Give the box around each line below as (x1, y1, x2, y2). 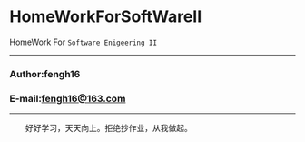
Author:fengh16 (9, 67, 81, 80)
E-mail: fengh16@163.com (9, 92, 126, 105)
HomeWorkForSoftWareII (9, 6, 202, 27)
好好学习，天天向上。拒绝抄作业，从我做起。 (25, 123, 192, 134)
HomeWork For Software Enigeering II (9, 36, 157, 47)
